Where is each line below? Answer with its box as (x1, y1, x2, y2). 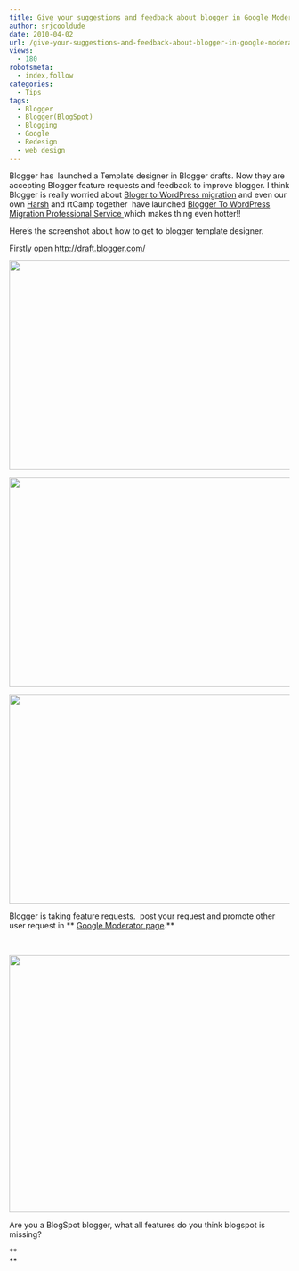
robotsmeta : (9, 63, 53, 72)
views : (9, 46, 34, 55)
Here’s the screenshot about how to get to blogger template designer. (9, 225, 264, 236)
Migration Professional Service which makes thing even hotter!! (9, 208, 242, 219)
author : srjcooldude (9, 21, 86, 30)
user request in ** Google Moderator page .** (9, 920, 175, 930)
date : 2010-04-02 (9, 29, 74, 38)
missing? (9, 1228, 42, 1240)
